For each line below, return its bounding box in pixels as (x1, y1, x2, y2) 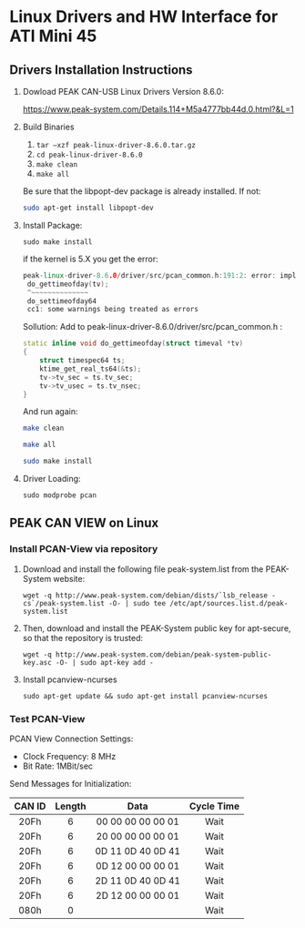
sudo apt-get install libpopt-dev (22, 203, 154, 212)
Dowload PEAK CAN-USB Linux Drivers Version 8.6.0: (22, 87, 225, 97)
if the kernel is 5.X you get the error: (22, 253, 159, 264)
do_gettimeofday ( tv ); (26, 280, 109, 289)
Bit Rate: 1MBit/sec (22, 760, 94, 771)
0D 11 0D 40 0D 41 (95, 844, 180, 857)
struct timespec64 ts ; (39, 356, 126, 365)
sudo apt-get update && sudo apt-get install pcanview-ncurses (22, 691, 269, 700)
